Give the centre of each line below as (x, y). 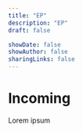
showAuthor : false (38, 52)
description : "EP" (38, 23)
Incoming (40, 99)
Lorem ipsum (29, 120)
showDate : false (34, 44)
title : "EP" (27, 15)
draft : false (29, 30)
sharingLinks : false (42, 59)
